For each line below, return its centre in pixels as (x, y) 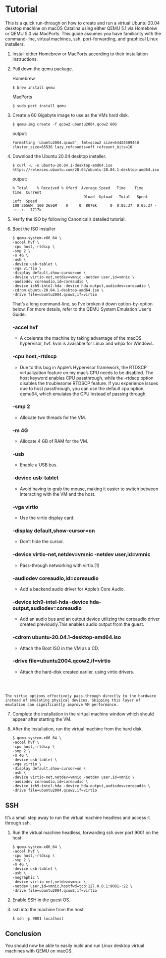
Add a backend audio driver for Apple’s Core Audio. (72, 589)
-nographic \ (26, 877)
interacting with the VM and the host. (57, 494)
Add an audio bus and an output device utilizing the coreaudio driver (90, 619)
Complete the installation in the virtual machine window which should (83, 714)
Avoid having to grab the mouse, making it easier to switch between (89, 489)
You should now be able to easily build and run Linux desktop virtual (75, 946)
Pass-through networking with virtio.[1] (59, 565)
